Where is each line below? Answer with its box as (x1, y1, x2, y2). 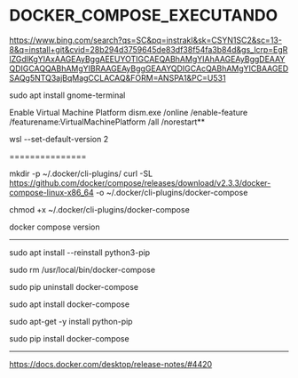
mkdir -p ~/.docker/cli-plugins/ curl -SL (9, 168, 153, 179)
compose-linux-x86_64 (9, 187, 95, 197)
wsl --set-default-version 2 (9, 133, 109, 144)
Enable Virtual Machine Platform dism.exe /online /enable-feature (9, 107, 248, 117)
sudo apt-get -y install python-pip (9, 316, 133, 326)
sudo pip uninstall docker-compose (9, 281, 139, 292)
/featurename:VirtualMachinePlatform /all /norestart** (9, 117, 206, 127)
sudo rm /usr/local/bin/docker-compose (9, 264, 156, 275)
